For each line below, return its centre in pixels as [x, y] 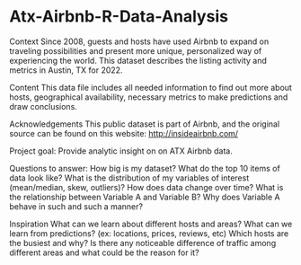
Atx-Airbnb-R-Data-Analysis [119, 17]
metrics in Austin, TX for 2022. [66, 70]
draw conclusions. [44, 106]
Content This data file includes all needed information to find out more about [150, 87]
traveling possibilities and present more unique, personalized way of [136, 50]
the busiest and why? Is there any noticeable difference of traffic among [143, 243]
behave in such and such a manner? [76, 206]
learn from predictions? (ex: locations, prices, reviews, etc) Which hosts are [149, 233]
